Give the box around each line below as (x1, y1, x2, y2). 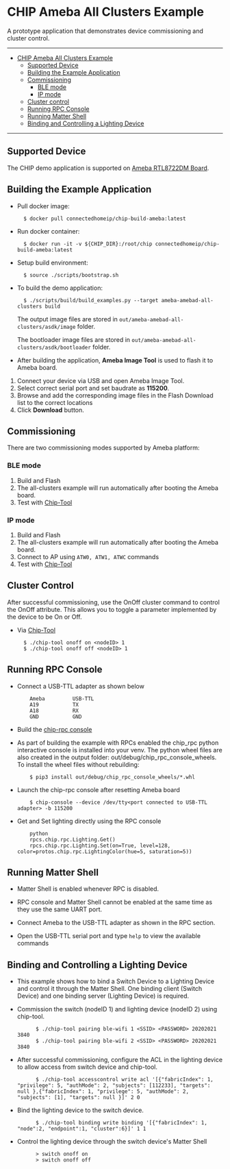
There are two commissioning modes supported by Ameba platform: (7, 443, 200, 452)
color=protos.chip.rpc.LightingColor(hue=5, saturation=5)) (16, 848, 192, 855)
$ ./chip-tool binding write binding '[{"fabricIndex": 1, (35, 1120, 207, 1127)
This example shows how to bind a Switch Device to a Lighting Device (16, 977, 214, 985)
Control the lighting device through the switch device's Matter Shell (16, 1137, 207, 1146)
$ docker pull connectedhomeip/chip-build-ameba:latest (23, 215, 186, 222)
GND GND (29, 713, 82, 720)
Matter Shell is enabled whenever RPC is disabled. (16, 885, 159, 893)
